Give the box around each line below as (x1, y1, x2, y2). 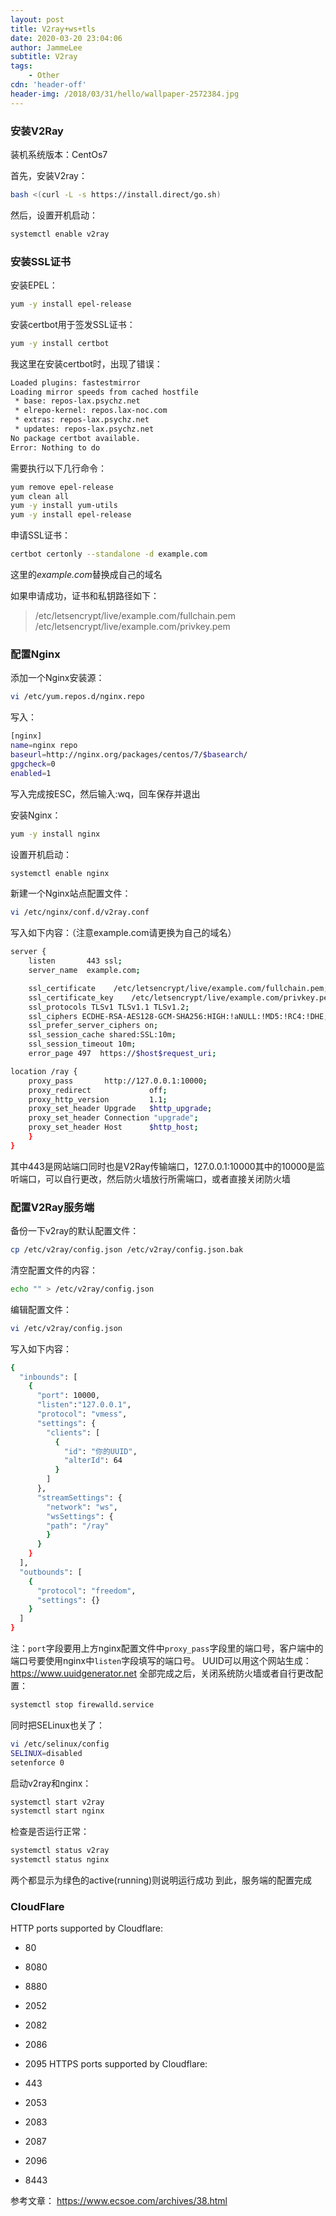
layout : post (10, 14, 65, 25)
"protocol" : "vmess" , (36, 1409, 128, 1420)
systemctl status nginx (10, 1855, 110, 1865)
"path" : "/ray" (46, 1521, 110, 1531)
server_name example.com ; (28, 966, 141, 976)
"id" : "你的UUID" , (63, 1446, 138, 1456)
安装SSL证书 (10, 254, 72, 268)
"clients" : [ (46, 1427, 101, 1438)
